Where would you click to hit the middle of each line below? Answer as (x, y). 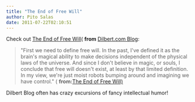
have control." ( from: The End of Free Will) (72, 81)
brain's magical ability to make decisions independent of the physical (104, 57)
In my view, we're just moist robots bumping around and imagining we (105, 75)
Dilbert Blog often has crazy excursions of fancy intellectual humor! (87, 93)
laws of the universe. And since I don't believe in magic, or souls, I (100, 63)
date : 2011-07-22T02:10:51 (39, 22)
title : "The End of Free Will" (44, 11)
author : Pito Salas (30, 17)
